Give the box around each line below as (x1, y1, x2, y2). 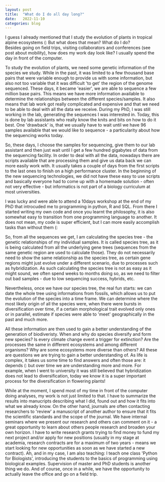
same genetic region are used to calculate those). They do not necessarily (5, 250, 156, 256)
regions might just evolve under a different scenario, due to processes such (5, 260, 158, 266)
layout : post (5, 7, 32, 12)
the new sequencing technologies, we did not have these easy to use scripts (5, 173, 160, 179)
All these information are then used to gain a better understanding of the (5, 326, 152, 332)
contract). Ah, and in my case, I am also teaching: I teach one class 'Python (5, 450, 158, 456)
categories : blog (5, 21, 41, 26)
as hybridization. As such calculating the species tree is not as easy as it (5, 266, 152, 271)
